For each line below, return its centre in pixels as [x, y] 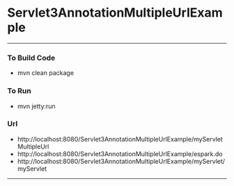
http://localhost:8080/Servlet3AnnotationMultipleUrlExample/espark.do [120, 153]
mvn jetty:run [36, 106]
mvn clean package [46, 73]
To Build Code [31, 58]
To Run [19, 91]
